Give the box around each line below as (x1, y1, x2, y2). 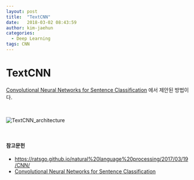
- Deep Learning (11, 36, 51, 41)
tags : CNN (6, 41, 30, 47)
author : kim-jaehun (6, 25, 54, 31)
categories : (6, 30, 35, 36)
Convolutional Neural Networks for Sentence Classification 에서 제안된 (6, 86, 174, 94)
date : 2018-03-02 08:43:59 (6, 19, 77, 25)
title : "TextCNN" (6, 14, 51, 20)
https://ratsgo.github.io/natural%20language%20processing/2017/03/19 (14, 155, 188, 162)
